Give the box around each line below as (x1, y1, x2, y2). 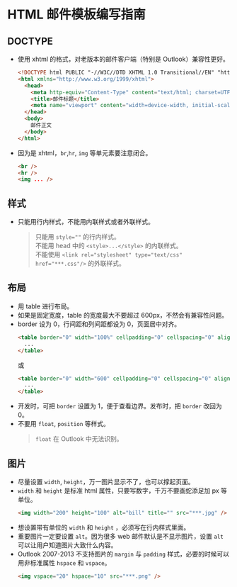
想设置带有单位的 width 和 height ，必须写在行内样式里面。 (17, 522, 190, 532)
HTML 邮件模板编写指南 (7, 6, 146, 23)
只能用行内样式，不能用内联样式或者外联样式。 (17, 218, 154, 226)
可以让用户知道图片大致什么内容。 (17, 540, 117, 549)
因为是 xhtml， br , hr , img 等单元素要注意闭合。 (17, 148, 152, 157)
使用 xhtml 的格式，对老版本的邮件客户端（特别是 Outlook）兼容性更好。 (17, 55, 230, 63)
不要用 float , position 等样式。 (17, 420, 110, 428)
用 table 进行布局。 (17, 302, 74, 311)
